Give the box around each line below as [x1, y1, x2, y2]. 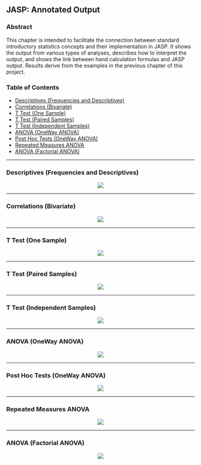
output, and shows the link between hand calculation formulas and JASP [6, 55, 185, 62]
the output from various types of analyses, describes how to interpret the [6, 49, 187, 56]
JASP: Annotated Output [6, 5, 100, 15]
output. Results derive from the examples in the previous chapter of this [6, 62, 183, 69]
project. [6, 68, 26, 76]
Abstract [6, 23, 33, 31]
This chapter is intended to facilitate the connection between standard [6, 36, 179, 44]
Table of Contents [6, 83, 60, 92]
